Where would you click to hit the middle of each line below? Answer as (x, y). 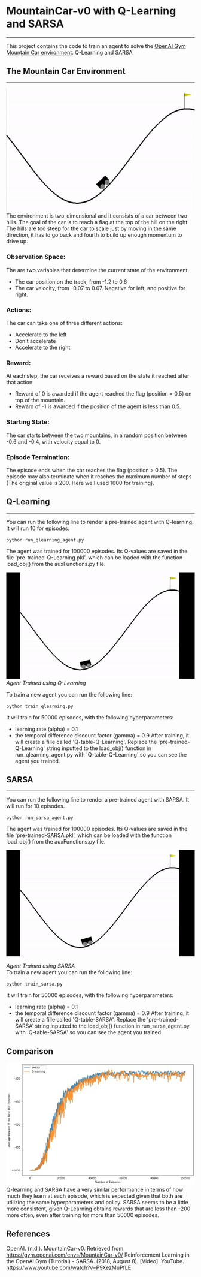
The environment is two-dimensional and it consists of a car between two (97, 216)
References (28, 1234)
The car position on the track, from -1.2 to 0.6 (71, 281)
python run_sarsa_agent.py (40, 818)
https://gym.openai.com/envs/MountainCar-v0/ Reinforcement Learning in (98, 1255)
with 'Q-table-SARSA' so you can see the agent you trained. (89, 1032)
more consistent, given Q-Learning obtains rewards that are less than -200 (98, 1209)
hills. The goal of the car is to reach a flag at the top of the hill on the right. (98, 222)
